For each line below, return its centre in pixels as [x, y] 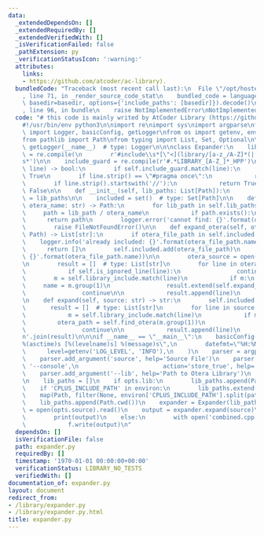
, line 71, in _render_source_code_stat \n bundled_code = [124, 96]
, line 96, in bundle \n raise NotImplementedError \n [116, 111]
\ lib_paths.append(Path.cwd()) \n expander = [108, 403]
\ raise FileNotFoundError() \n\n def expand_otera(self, [135, 228]
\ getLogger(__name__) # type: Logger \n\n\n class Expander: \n [128, 147]
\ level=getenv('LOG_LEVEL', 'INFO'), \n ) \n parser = [132, 352]
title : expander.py [40, 519]
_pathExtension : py [47, 52]
